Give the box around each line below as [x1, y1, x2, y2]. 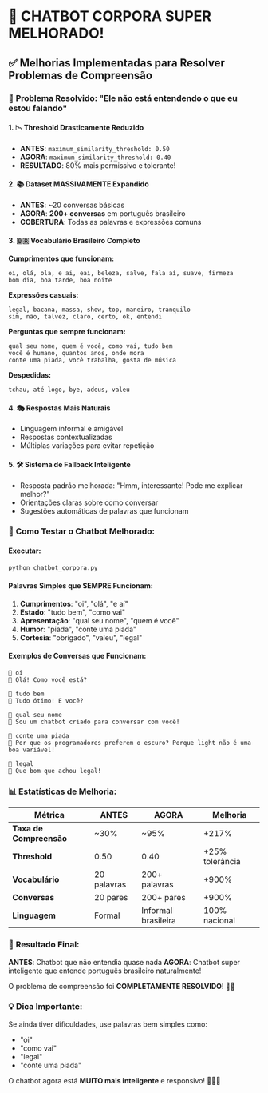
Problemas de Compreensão [8, 68, 153, 82]
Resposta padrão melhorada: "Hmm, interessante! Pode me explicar [19, 480, 243, 490]
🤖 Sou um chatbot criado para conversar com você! [8, 718, 180, 726]
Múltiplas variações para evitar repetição [19, 441, 155, 450]
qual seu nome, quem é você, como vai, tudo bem [8, 342, 173, 350]
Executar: [8, 546, 41, 555]
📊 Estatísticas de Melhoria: [8, 786, 117, 797]
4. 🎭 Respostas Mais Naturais [8, 403, 111, 413]
